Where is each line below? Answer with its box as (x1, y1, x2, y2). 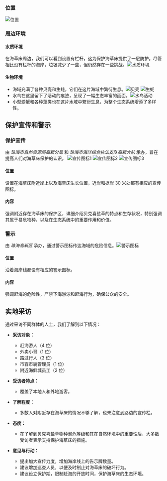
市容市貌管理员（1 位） (19, 361, 67, 367)
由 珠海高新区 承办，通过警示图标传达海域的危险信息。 (5, 242, 117, 248)
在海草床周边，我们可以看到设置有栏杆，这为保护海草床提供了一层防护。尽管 (5, 56, 162, 62)
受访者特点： (12, 378, 39, 384)
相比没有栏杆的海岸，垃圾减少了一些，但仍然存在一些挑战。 (5, 62, 127, 68)
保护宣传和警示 (5, 121, 51, 129)
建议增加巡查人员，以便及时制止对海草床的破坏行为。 (19, 465, 129, 471)
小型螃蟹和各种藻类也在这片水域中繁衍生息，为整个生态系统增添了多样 (12, 99, 157, 105)
